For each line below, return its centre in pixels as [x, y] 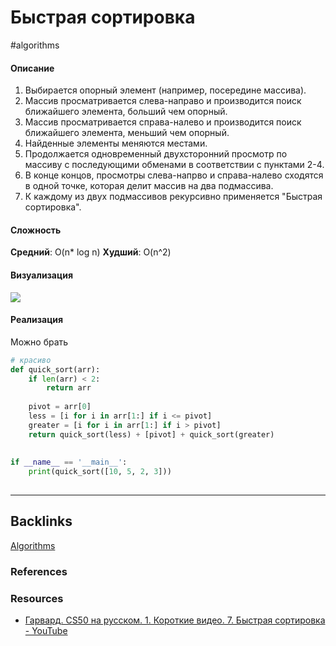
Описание [32, 68]
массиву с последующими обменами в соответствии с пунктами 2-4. [174, 165]
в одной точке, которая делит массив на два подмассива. [149, 186]
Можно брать [39, 342]
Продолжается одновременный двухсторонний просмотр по [156, 154]
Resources [37, 598]
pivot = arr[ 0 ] [60, 407]
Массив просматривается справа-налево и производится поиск [163, 122]
